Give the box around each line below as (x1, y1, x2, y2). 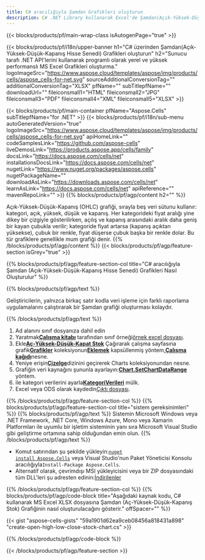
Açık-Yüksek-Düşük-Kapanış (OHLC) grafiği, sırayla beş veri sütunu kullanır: (6, 203, 197, 210)
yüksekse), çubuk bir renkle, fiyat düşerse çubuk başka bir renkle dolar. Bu (6, 229, 195, 236)
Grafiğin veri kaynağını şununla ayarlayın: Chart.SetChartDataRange (15, 365, 187, 373)
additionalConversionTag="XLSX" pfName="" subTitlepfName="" (6, 82, 171, 89)
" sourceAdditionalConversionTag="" (82, 76, 175, 83)
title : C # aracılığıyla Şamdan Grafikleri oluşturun (6, 9, 143, 15)
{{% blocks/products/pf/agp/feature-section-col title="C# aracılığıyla (6, 260, 181, 267)
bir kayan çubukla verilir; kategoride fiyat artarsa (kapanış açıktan (6, 222, 171, 229)
